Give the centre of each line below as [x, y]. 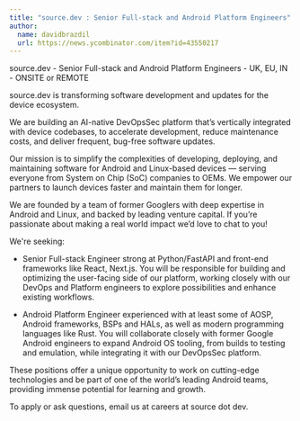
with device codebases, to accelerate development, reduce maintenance [144, 132]
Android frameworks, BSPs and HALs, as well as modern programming [153, 324]
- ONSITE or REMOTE [49, 78]
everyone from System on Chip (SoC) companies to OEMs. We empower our [151, 178]
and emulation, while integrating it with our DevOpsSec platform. [142, 353]
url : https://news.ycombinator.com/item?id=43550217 [118, 43]
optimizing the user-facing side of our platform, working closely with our [156, 278]
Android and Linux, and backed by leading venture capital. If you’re [133, 215]
